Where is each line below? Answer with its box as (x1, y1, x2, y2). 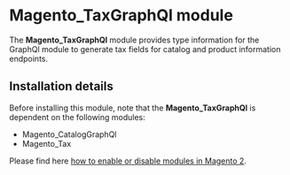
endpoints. (9, 53, 49, 64)
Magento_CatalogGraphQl (21, 129, 117, 140)
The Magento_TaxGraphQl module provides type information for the (9, 34, 260, 45)
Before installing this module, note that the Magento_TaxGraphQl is (9, 103, 256, 113)
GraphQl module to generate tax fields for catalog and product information (9, 43, 281, 54)
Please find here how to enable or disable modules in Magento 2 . (9, 156, 247, 166)
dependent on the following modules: (9, 111, 146, 122)
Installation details (9, 79, 114, 94)
